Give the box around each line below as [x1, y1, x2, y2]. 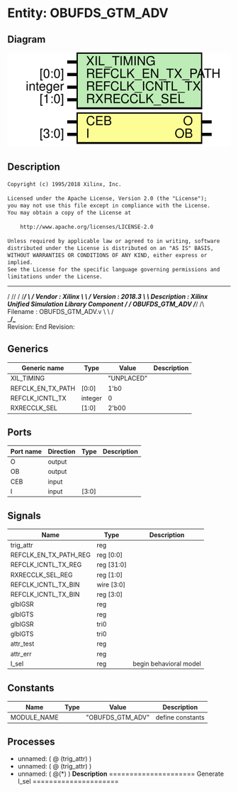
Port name [10, 447, 42, 455]
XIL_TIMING [10, 374, 45, 383]
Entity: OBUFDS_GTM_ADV [7, 5, 169, 21]
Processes [7, 735, 55, 747]
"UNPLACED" [108, 374, 148, 383]
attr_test [10, 639, 35, 648]
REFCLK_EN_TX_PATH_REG [10, 550, 91, 559]
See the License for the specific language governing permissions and [7, 266, 220, 273]
